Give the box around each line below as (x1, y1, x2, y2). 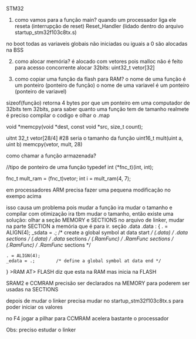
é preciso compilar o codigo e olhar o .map (6, 112, 110, 119)
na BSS (6, 46, 24, 53)
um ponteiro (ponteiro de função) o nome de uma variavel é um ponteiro (14, 82, 190, 89)
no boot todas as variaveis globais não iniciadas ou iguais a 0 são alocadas (6, 41, 188, 47)
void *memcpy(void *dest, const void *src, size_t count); (6, 123, 143, 130)
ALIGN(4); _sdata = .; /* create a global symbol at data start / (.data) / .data (6, 229, 188, 236)
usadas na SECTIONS (6, 286, 59, 293)
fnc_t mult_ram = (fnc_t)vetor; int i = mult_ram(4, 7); (6, 175, 131, 182)
